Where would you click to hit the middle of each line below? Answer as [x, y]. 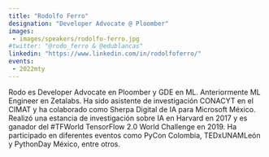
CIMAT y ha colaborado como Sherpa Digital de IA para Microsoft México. [132, 109]
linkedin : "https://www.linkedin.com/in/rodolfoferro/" [105, 54]
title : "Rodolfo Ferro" [49, 16]
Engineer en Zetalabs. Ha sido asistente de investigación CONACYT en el [131, 100]
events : [22, 62]
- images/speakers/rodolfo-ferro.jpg [76, 39]
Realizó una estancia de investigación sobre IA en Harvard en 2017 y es [128, 118]
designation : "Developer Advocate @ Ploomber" [89, 24]
